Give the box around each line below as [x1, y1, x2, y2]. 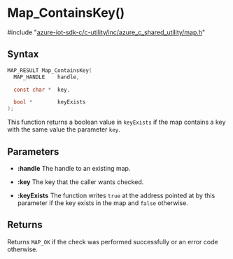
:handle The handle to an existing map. [17, 164, 131, 172]
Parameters [7, 146, 59, 157]
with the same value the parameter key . [7, 125, 121, 134]
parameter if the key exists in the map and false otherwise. [17, 198, 189, 207]
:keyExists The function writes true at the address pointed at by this [17, 191, 216, 199]
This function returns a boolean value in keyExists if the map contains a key [7, 118, 226, 127]
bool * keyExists [13, 99, 86, 106]
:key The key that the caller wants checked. [17, 177, 144, 186]
